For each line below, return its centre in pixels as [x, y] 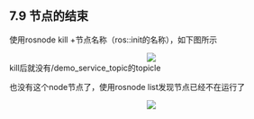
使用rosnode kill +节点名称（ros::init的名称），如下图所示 [113, 40]
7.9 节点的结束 [49, 16]
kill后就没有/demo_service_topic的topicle [85, 68]
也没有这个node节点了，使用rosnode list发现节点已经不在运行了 [127, 87]
